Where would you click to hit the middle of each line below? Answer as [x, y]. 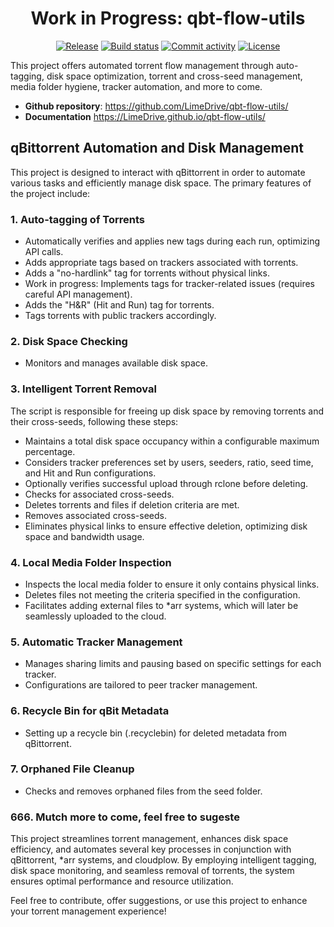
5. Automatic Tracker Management [96, 642]
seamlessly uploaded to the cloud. [95, 616]
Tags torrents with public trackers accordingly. [120, 316]
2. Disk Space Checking [69, 341]
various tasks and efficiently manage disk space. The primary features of [161, 183]
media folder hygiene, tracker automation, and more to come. [136, 86]
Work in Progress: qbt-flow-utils [168, 18]
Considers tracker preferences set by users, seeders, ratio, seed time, [169, 462]
